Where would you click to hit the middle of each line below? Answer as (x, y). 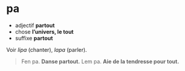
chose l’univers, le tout (44, 31)
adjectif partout (35, 25)
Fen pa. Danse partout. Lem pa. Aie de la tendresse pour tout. (100, 61)
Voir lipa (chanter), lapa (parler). (47, 49)
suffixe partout (34, 38)
